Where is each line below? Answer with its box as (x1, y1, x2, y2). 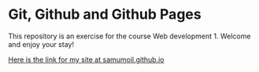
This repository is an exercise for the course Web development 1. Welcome (8, 31, 251, 41)
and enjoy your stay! (8, 39, 75, 49)
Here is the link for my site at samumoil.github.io (8, 55, 165, 64)
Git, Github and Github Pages (8, 5, 202, 23)
